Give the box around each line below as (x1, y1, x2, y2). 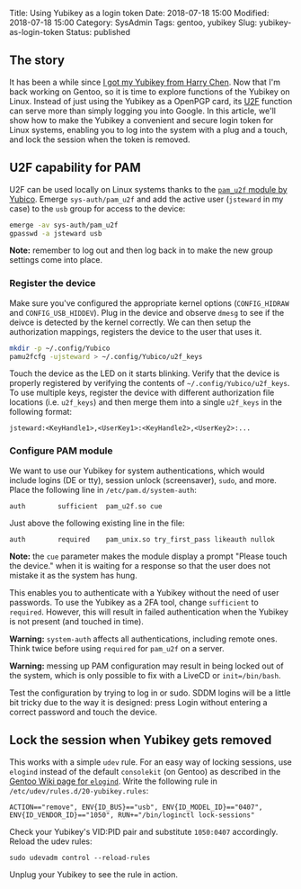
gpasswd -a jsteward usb (9, 229, 102, 238)
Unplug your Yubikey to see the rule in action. (9, 868, 178, 880)
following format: (9, 407, 73, 418)
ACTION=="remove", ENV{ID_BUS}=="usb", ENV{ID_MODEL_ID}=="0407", (9, 803, 263, 812)
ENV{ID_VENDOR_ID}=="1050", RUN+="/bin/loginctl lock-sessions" (9, 810, 255, 820)
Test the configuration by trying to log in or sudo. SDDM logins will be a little (9, 687, 291, 698)
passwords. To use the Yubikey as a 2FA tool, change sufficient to (9, 597, 259, 607)
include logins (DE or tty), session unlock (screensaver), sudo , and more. (9, 474, 277, 485)
